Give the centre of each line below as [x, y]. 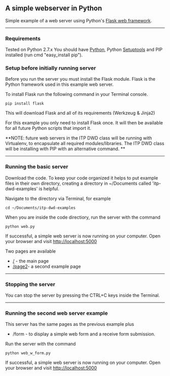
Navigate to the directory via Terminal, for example [58, 198]
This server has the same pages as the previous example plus [70, 324]
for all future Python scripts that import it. [48, 128]
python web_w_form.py [28, 353]
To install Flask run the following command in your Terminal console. [77, 94]
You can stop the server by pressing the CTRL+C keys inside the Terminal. [83, 295]
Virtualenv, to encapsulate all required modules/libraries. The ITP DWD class [85, 144]
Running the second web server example [56, 313]
